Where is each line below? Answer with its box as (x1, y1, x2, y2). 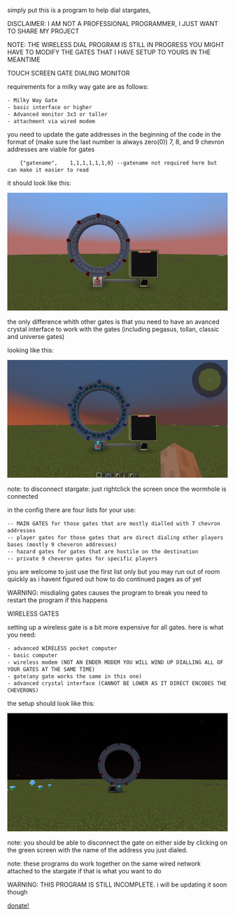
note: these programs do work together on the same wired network (7, 859, 201, 868)
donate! (7, 901, 29, 910)
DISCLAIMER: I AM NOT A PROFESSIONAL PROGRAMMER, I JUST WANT (7, 20, 219, 27)
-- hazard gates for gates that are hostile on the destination (7, 548, 199, 555)
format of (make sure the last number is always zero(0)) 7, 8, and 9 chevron (7, 138, 225, 146)
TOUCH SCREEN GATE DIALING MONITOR (7, 69, 130, 77)
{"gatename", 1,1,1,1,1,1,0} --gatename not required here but (20, 160, 218, 167)
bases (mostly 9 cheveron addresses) (7, 541, 117, 548)
